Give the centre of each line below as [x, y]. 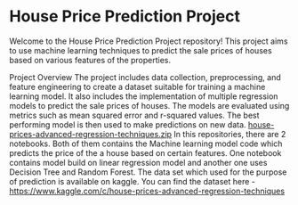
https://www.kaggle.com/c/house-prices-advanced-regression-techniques [147, 191]
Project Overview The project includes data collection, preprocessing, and [145, 77]
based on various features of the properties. [90, 60]
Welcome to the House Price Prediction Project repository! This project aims [149, 41]
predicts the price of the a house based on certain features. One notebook [145, 152]
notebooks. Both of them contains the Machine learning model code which [146, 143]
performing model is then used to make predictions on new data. [128, 124]
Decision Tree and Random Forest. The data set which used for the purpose [148, 172]
